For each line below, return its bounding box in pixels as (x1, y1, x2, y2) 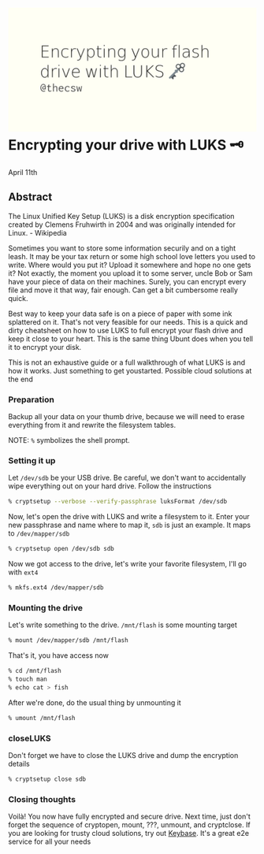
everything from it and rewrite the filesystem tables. (8, 421, 176, 430)
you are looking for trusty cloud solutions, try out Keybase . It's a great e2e (8, 829, 250, 838)
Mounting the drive (8, 602, 84, 613)
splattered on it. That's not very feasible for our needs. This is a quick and (8, 317, 248, 326)
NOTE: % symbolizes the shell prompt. (8, 436, 130, 445)
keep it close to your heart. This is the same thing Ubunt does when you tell (8, 334, 254, 343)
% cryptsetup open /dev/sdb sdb (8, 545, 114, 553)
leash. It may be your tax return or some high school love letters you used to (8, 251, 256, 261)
